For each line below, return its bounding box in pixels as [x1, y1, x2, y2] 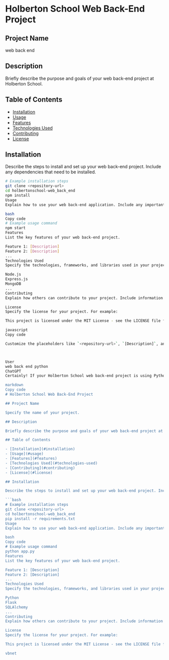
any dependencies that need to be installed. [5, 169, 97, 175]
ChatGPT [5, 368, 22, 374]
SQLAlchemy [5, 604, 28, 609]
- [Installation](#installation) [5, 447, 75, 452]
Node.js [5, 272, 22, 277]
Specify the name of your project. [5, 410, 80, 415]
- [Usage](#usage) [5, 451, 44, 456]
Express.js [5, 276, 28, 282]
